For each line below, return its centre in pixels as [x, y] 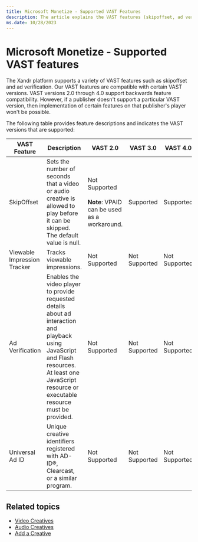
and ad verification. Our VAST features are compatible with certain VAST [94, 87]
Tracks [56, 253]
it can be [58, 221]
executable [62, 395]
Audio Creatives [34, 527]
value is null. [64, 243]
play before [62, 213]
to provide [60, 292]
